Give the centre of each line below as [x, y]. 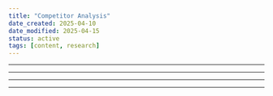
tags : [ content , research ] [54, 46]
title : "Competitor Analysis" [60, 16]
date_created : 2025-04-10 [52, 23]
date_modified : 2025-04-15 [54, 31]
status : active [34, 38]
